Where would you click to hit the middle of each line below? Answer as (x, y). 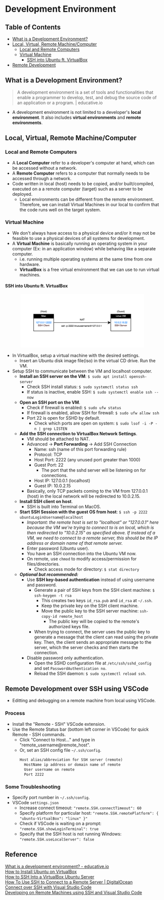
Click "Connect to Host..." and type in (57, 740)
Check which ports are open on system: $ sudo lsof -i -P (94, 423)
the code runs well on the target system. (60, 210)
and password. (42, 584)
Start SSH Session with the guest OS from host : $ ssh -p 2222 (83, 512)
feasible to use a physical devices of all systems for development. (79, 238)
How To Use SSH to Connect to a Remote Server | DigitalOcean (69, 882)
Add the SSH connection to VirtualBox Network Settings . (78, 433)
